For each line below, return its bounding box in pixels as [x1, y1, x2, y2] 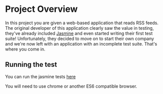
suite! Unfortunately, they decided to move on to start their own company [5, 36, 154, 42]
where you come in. [5, 46, 45, 52]
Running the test [5, 60, 57, 69]
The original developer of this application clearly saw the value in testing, [5, 25, 154, 31]
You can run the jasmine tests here [5, 73, 76, 80]
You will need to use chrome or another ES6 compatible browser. [5, 83, 137, 89]
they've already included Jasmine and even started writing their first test [5, 30, 153, 36]
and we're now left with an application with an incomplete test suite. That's [5, 41, 157, 47]
